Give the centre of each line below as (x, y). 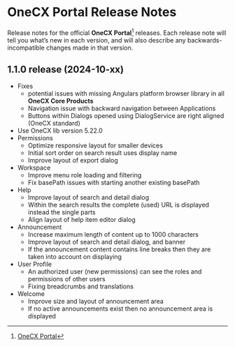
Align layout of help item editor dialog (82, 220)
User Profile (35, 264)
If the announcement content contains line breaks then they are (119, 249)
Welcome (31, 294)
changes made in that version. (90, 47)
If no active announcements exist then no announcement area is (120, 309)
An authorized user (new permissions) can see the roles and (115, 272)
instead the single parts (62, 212)
